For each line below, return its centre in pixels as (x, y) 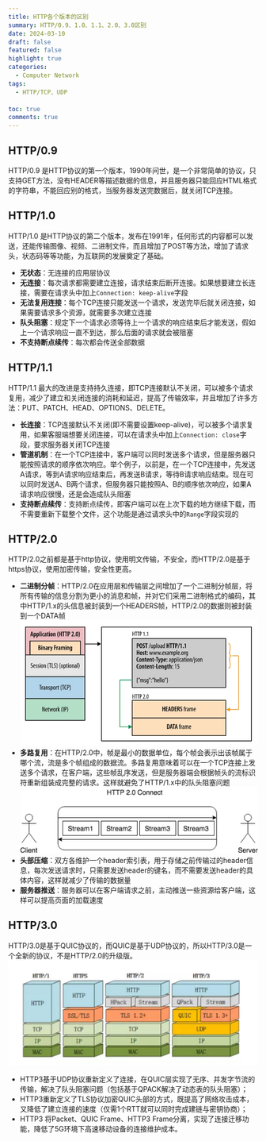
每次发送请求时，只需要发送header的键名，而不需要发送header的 (140, 870)
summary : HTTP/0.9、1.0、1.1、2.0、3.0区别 (77, 25)
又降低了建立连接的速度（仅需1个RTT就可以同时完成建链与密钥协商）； (133, 1109)
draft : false (30, 42)
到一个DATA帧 (42, 616)
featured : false (35, 50)
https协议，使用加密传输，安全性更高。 (72, 569)
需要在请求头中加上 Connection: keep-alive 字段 (111, 292)
